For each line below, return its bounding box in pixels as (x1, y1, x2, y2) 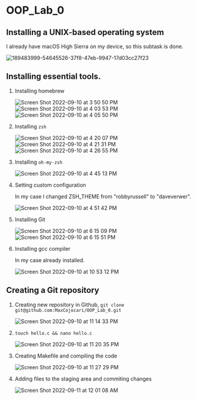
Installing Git (14, 216, 46, 223)
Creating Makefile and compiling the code (14, 352, 117, 359)
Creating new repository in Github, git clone (14, 301, 125, 308)
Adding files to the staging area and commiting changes (14, 375, 152, 382)
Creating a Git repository (6, 285, 100, 295)
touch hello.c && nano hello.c (14, 330, 93, 336)
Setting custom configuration (14, 181, 86, 189)
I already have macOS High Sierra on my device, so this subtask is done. (6, 43, 184, 50)
